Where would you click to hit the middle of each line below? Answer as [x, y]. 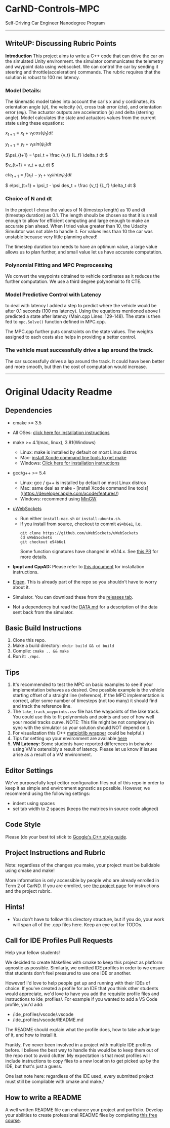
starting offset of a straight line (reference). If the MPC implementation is [88, 696]
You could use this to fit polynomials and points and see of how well [83, 717]
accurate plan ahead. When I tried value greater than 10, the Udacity [76, 226]
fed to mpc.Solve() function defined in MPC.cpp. [56, 322]
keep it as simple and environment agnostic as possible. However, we [78, 788]
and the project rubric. [29, 891]
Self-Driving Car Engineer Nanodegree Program [55, 23]
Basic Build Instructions [44, 628]
